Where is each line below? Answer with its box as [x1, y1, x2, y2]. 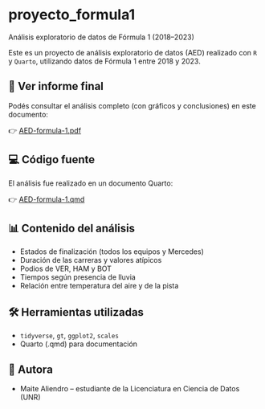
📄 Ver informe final [8, 80, 104, 93]
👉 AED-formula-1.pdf [8, 125, 82, 135]
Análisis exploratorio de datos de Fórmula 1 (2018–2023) [8, 32, 195, 42]
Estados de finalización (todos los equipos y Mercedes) [19, 247, 205, 256]
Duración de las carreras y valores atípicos [19, 256, 162, 265]
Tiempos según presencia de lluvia [19, 272, 137, 282]
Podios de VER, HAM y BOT [19, 264, 112, 274]
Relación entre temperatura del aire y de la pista [19, 281, 179, 291]
